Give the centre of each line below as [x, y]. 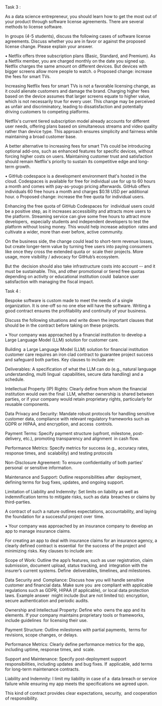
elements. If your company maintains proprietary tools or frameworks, [75, 615]
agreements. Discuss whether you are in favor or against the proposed [75, 41]
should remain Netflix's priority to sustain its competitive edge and [71, 161]
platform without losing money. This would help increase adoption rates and [81, 227]
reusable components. [27, 404]
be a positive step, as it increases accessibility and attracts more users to [78, 211]
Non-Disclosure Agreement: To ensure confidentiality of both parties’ [74, 462]
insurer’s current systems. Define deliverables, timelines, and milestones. [78, 571]
